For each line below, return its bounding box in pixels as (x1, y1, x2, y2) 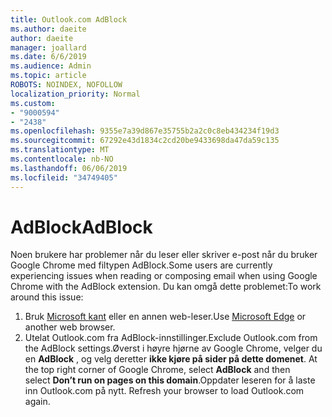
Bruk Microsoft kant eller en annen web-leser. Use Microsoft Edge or (24, 311, 307, 323)
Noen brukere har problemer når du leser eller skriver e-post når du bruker (10, 249, 318, 261)
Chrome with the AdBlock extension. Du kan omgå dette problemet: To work (10, 281, 322, 293)
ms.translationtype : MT (10, 145, 110, 155)
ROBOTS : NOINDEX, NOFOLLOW (10, 80, 123, 90)
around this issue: (10, 291, 84, 303)
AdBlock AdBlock (10, 216, 153, 238)
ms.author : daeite (10, 24, 87, 34)
